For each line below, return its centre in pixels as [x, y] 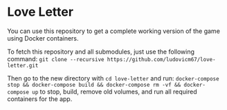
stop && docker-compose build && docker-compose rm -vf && [94, 85]
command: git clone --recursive [56, 58]
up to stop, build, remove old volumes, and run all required [115, 91]
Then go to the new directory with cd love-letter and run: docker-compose [113, 78]
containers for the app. [40, 99]
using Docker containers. [43, 38]
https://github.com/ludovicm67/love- [161, 59]
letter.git [23, 65]
